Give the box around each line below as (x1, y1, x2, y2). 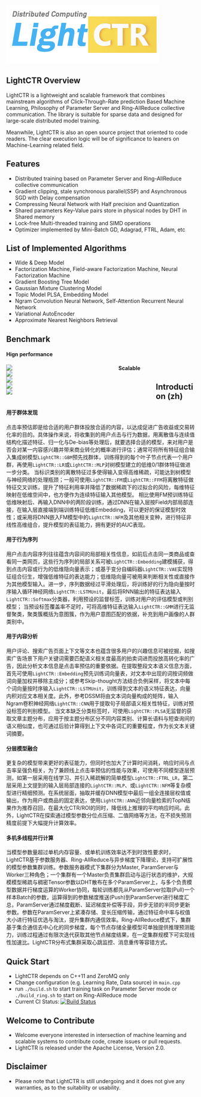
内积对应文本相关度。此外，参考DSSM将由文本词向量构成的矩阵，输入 (6, 693, 179, 700)
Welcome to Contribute (6, 1015, 95, 1026)
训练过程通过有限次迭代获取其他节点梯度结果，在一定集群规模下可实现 (16, 931, 190, 938)
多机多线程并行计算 (6, 834, 54, 841)
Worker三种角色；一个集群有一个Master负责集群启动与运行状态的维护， (6, 871, 183, 878)
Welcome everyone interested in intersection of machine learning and (14, 1032, 187, 1039)
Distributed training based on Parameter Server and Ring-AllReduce (14, 175, 182, 182)
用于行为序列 (6, 536, 38, 543)
